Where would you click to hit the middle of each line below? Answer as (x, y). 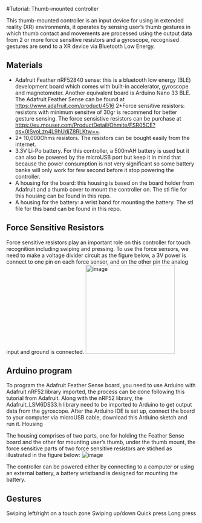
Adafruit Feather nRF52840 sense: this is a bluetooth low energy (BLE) (103, 80)
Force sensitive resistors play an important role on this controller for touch (98, 242)
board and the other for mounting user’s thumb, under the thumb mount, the (101, 442)
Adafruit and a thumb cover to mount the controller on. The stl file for (101, 189)
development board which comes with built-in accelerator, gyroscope (102, 86)
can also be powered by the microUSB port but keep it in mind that (98, 157)
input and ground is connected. (45, 351)
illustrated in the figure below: (43, 455)
